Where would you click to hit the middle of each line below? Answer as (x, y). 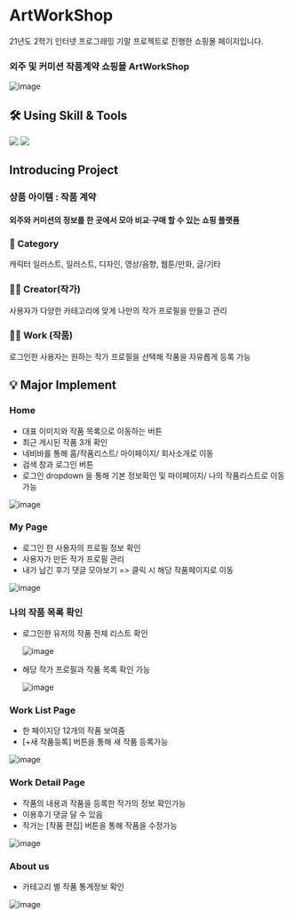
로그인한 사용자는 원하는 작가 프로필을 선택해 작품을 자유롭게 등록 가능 (130, 356)
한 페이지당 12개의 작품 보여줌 (74, 730)
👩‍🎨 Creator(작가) (45, 290)
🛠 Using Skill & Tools (68, 115)
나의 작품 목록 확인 (46, 612)
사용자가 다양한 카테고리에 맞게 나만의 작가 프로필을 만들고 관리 (119, 310)
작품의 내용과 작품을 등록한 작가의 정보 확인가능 (104, 803)
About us (29, 866)
